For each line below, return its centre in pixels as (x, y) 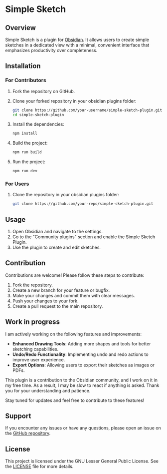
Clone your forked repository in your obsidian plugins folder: (74, 101)
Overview (21, 28)
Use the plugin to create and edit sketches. (57, 248)
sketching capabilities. (35, 349)
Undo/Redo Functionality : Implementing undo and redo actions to (80, 354)
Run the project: (29, 162)
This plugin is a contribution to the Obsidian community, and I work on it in (82, 380)
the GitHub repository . (28, 433)
